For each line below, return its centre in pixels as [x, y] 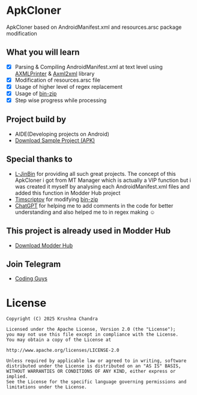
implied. [17, 377]
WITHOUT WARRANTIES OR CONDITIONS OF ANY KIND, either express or [91, 372]
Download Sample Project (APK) [55, 140]
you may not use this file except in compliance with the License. [92, 335]
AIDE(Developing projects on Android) [62, 134]
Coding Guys [31, 279]
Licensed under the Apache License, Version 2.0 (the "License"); [91, 330]
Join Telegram [34, 264]
